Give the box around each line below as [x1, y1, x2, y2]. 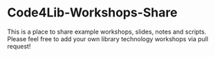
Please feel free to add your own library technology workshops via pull [7, 34, 209, 43]
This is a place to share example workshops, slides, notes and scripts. [7, 27, 207, 36]
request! [7, 42, 31, 50]
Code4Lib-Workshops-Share [7, 5, 178, 21]
